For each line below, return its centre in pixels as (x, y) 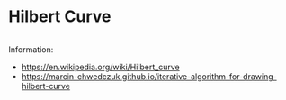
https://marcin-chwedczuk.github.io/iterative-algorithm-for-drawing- (149, 76)
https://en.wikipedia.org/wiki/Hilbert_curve (101, 67)
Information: (31, 49)
